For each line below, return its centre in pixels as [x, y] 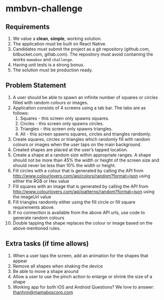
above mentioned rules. [37, 228]
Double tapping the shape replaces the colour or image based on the [82, 223]
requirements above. [34, 207]
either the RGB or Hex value [41, 181]
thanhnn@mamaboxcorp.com [43, 292]
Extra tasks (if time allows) [47, 244]
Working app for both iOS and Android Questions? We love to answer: [83, 287]
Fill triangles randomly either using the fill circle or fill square [74, 202]
